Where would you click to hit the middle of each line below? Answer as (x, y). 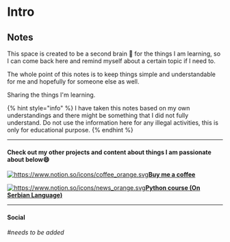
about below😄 (28, 159)
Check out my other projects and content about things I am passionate (110, 152)
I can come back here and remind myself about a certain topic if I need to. (111, 61)
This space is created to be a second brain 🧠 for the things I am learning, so (114, 53)
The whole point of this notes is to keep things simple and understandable (112, 74)
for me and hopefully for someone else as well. (73, 82)
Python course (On (173, 188)
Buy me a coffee (172, 175)
